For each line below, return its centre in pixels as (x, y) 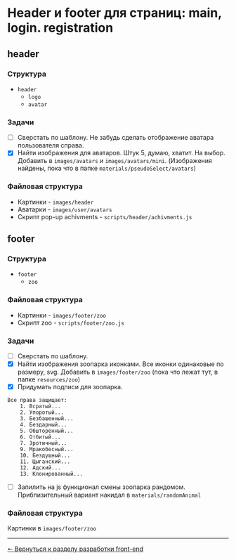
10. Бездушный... (45, 456)
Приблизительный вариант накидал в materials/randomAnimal (109, 495)
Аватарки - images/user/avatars (65, 209)
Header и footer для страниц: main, (114, 13)
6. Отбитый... (40, 437)
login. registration (60, 28)
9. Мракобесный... (47, 450)
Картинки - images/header (55, 202)
